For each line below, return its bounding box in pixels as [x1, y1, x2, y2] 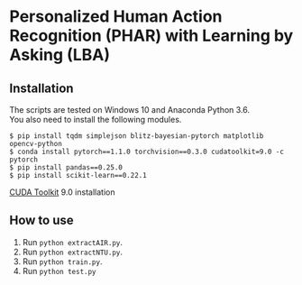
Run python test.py [22, 265, 96, 276]
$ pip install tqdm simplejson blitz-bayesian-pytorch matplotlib [9, 132, 264, 141]
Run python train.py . [22, 255, 103, 267]
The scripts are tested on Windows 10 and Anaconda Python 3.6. [9, 105, 251, 115]
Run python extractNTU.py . [22, 246, 124, 257]
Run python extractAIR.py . [22, 236, 124, 247]
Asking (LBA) [9, 45, 111, 65]
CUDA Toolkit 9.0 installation [9, 187, 115, 198]
